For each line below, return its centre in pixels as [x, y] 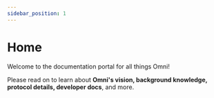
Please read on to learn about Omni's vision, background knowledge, [107, 79]
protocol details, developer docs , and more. [71, 87]
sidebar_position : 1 [37, 13]
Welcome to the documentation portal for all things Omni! [89, 66]
